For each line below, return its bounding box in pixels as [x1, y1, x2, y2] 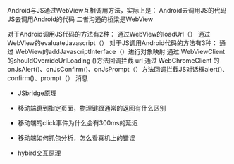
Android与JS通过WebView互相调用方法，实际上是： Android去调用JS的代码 [7, 6, 227, 14]
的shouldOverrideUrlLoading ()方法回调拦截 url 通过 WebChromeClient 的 [7, 56, 220, 65]
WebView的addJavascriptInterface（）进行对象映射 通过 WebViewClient [15, 48, 226, 56]
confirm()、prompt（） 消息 [7, 74, 88, 82]
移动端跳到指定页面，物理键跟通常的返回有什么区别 [17, 104, 166, 112]
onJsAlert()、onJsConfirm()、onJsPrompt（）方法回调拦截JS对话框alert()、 [7, 65, 229, 73]
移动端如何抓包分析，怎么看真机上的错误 [17, 134, 135, 142]
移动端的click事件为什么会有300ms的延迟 [17, 119, 139, 127]
